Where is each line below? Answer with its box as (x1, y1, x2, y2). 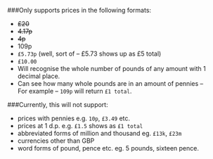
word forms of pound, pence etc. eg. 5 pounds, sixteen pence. (17, 144, 199, 152)
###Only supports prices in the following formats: (7, 6, 152, 14)
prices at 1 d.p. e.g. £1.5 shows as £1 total (17, 122, 143, 129)
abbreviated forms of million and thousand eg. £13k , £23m (17, 129, 182, 137)
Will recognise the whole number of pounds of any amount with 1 (17, 65, 206, 72)
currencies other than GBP (17, 136, 95, 145)
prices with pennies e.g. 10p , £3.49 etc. (17, 114, 131, 122)
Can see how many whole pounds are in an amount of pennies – (17, 79, 204, 87)
